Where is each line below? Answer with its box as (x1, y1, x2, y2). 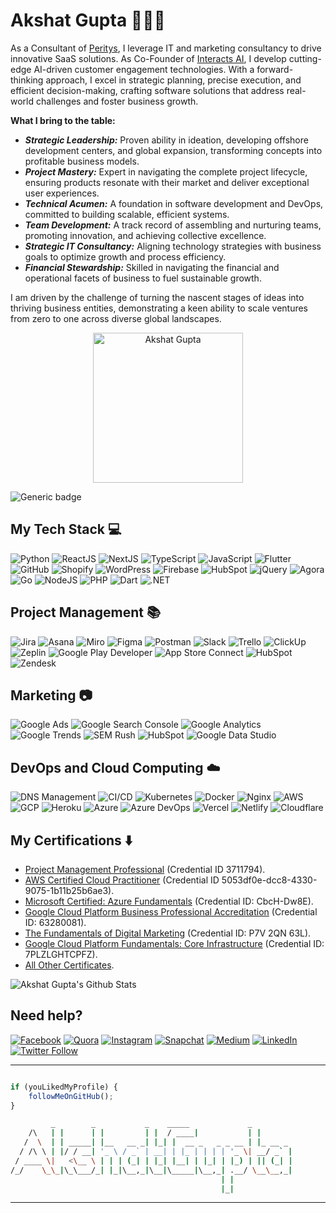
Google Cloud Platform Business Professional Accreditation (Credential (24, 906, 318, 918)
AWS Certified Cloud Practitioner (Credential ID (24, 874, 220, 886)
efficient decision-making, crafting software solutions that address (10, 84, 285, 96)
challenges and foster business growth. (35, 95, 199, 107)
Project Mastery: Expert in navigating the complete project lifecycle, (24, 165, 308, 178)
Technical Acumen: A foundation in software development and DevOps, (24, 197, 324, 209)
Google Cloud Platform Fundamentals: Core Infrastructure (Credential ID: (24, 938, 325, 949)
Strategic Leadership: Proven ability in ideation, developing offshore (24, 134, 309, 146)
